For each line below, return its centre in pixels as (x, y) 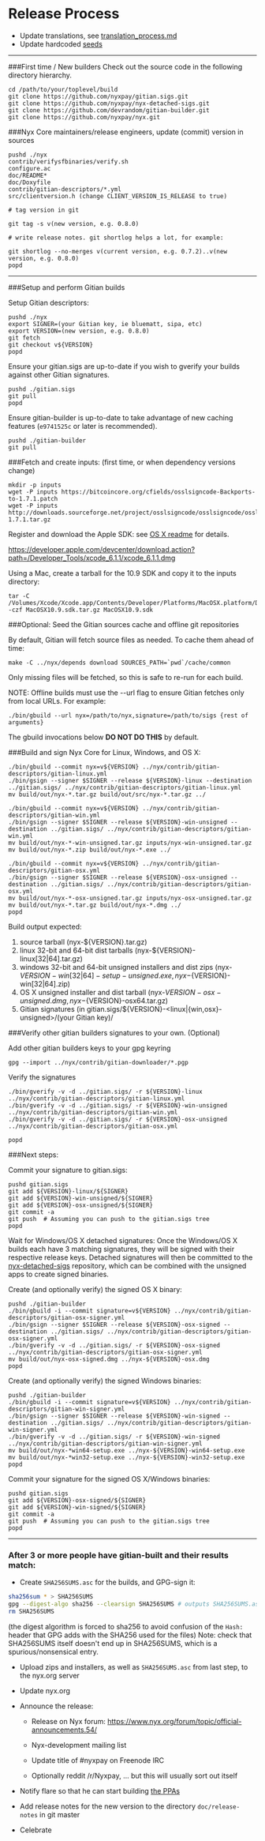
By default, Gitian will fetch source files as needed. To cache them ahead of (131, 640)
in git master (60, 1814)
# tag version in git (44, 210)
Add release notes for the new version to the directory (107, 1806)
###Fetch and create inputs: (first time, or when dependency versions (122, 462)
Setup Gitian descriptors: (49, 302)
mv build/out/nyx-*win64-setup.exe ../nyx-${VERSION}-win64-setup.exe (127, 1450)
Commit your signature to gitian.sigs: (68, 1170)
